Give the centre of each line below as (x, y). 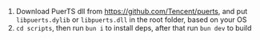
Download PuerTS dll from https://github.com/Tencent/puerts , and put (132, 11)
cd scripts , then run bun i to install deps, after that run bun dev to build (134, 28)
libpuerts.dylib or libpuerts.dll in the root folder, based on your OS (131, 20)
